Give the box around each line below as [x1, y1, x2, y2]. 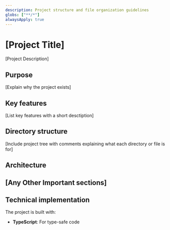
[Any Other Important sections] [5, 178, 107, 187]
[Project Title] [5, 39, 65, 50]
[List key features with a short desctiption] [5, 112, 94, 118]
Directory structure [5, 127, 68, 136]
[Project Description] [5, 56, 49, 62]
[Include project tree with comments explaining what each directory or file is [5, 141, 165, 147]
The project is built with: [5, 209, 56, 215]
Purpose [5, 70, 33, 79]
